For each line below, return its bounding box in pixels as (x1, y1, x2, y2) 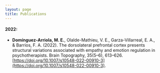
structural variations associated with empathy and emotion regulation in (12, 47, 156, 53)
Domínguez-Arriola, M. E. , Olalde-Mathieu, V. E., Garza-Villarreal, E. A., (12, 37, 155, 43)
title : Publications (5, 12, 47, 16)
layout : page (5, 7, 32, 12)
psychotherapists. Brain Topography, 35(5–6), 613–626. (12, 52, 123, 58)
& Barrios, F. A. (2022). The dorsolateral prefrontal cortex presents (12, 42, 145, 48)
